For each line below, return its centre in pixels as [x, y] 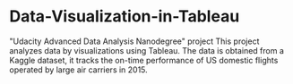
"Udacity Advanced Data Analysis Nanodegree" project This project [134, 41]
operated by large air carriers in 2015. [78, 70]
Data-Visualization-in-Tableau [125, 17]
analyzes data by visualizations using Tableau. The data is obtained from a [147, 50]
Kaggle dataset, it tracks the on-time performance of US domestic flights [144, 60]
